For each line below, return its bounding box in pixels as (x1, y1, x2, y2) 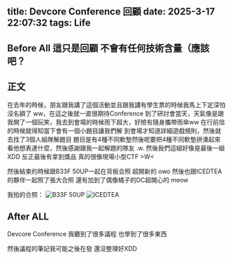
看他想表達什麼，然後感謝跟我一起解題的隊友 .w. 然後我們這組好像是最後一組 (7, 144, 225, 152)
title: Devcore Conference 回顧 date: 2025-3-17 (7, 6, 215, 18)
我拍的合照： (7, 190, 44, 198)
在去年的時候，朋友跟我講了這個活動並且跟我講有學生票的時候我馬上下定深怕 (7, 100, 226, 108)
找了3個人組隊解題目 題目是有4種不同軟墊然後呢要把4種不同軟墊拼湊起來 (12, 135, 221, 143)
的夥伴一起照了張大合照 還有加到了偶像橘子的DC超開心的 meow (7, 175, 189, 184)
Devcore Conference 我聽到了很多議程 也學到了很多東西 (7, 230, 168, 238)
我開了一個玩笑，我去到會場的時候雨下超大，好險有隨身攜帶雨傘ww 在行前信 (7, 117, 225, 126)
